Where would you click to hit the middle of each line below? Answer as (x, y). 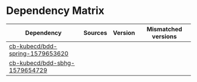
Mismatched (164, 29)
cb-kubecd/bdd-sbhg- (42, 63)
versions (164, 36)
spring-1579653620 (39, 54)
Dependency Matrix (55, 11)
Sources (95, 33)
